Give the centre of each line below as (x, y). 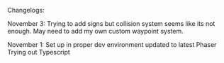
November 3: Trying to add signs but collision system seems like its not (111, 23)
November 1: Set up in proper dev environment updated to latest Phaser (112, 44)
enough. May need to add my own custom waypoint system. (95, 31)
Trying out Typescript (39, 52)
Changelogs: (26, 10)
